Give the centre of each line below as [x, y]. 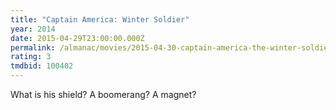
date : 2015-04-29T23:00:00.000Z [77, 38]
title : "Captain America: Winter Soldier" [100, 19]
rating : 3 [31, 57]
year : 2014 [33, 29]
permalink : [33, 47]
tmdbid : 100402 [42, 66]
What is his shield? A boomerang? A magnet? [103, 94]
